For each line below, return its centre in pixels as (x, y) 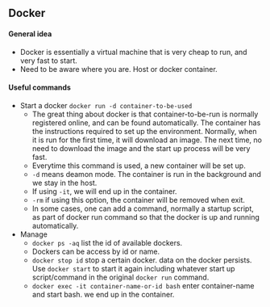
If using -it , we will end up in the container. (104, 191)
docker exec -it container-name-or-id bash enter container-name (143, 285)
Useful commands (39, 87)
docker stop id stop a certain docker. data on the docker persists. (142, 260)
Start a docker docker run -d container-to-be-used (106, 105)
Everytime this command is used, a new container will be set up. (139, 166)
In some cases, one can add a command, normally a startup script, (143, 208)
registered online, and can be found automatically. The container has (146, 122)
